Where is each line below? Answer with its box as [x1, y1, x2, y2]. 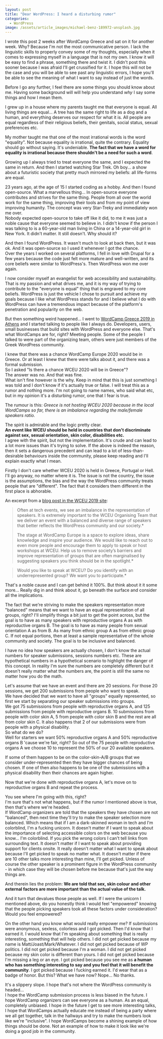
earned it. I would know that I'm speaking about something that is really [5, 931, 148, 937]
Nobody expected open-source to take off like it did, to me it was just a [5, 215, 147, 221]
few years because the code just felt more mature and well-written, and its [5, 256, 154, 262]
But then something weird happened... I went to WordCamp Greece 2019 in [5, 316, 155, 322]
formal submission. [5, 361, 43, 368]
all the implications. [5, 592, 44, 598]
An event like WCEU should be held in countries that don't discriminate [5, 427, 151, 433]
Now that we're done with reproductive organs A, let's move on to [5, 779, 137, 785]
